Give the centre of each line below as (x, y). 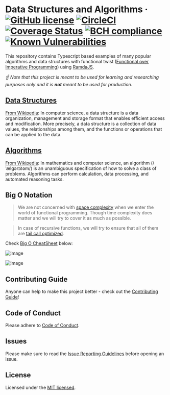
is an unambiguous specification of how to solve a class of (95, 168)
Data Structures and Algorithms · (77, 9)
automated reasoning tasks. (34, 179)
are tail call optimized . (41, 234)
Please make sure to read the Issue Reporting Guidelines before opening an (85, 354)
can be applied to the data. (34, 134)
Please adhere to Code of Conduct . (42, 325)
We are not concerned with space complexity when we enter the (86, 207)
